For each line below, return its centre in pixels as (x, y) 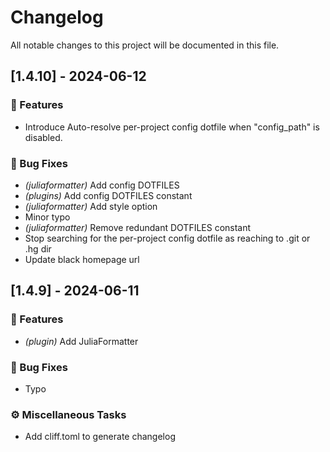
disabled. (43, 137)
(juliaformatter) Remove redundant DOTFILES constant (138, 227)
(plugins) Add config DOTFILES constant (108, 195)
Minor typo (47, 217)
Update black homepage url (82, 259)
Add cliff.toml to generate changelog (100, 437)
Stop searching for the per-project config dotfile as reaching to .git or (167, 238)
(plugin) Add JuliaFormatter (81, 341)
